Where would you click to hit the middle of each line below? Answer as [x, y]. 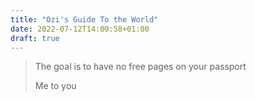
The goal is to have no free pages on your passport [140, 67]
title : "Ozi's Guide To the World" [84, 19]
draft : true [35, 38]
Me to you [55, 86]
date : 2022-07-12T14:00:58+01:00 [80, 29]
